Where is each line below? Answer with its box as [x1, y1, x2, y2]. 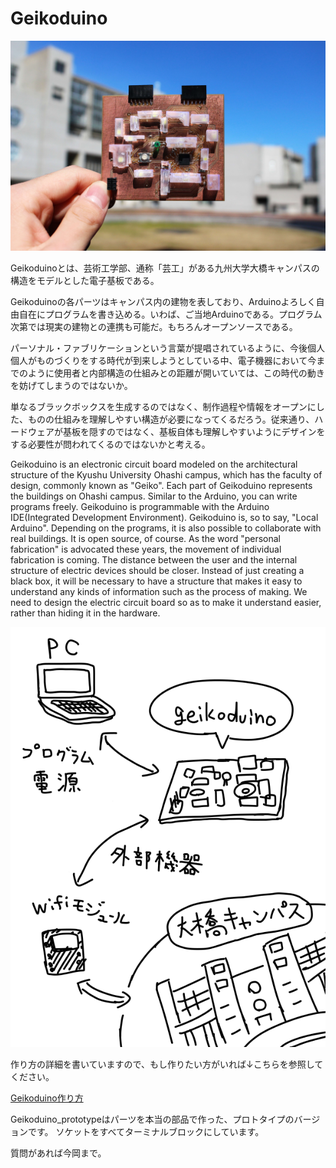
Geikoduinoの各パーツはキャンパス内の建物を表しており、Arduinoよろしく [10, 295, 317, 307]
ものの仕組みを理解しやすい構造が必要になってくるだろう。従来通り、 [27, 413, 315, 425]
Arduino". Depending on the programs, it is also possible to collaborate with [10, 522, 322, 534]
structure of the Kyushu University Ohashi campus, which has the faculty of [10, 468, 323, 481]
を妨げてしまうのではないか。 [10, 379, 133, 391]
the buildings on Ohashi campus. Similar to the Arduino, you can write [10, 490, 298, 502]
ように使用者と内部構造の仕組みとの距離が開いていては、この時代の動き [27, 367, 325, 379]
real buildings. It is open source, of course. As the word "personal [10, 532, 282, 544]
